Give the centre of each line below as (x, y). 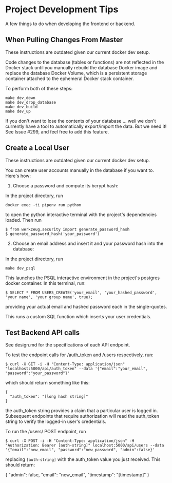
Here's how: (18, 176)
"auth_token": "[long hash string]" (49, 397)
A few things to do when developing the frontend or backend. (70, 24)
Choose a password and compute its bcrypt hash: (65, 185)
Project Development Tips (62, 9)
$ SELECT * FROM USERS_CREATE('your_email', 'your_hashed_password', (81, 293)
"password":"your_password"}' (38, 373)
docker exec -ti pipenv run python (43, 205)
